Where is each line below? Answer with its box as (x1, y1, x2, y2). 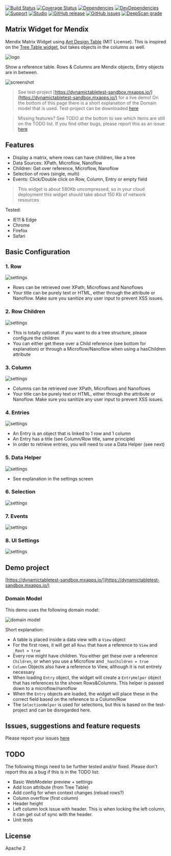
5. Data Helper (5, 454, 42, 461)
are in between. (5, 69, 38, 75)
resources (17, 197, 39, 203)
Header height (12, 800, 43, 806)
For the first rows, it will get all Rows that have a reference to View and (12, 642, 158, 648)
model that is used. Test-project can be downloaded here (17, 105, 139, 111)
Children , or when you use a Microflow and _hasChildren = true (12, 658, 149, 664)
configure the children (12, 335, 60, 341)
